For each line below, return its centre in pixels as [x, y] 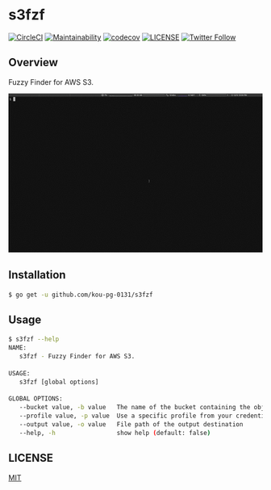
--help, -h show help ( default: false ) [115, 433]
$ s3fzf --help [34, 339]
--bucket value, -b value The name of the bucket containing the [135, 408]
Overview [33, 63]
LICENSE [31, 458]
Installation [37, 275]
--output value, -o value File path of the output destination [131, 425]
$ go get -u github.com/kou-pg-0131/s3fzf [81, 295]
